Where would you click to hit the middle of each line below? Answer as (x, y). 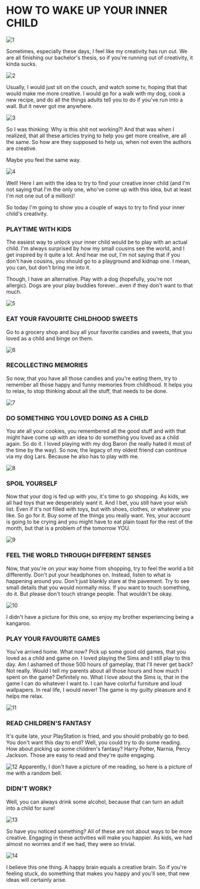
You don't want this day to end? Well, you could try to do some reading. (94, 743)
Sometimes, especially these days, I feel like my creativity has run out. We (97, 51)
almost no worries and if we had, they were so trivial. (71, 844)
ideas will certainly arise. (37, 879)
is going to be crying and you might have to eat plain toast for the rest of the (99, 522)
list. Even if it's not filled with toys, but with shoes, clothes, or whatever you (99, 509)
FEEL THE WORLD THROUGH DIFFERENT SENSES (79, 555)
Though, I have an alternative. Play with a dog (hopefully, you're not (89, 279)
